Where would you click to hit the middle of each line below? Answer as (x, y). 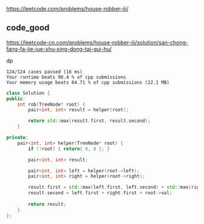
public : (16, 99)
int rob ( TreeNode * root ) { (51, 104)
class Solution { (28, 93)
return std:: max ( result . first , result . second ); (89, 121)
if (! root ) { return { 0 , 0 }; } (69, 149)
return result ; (47, 204)
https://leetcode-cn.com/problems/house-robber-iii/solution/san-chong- (97, 42)
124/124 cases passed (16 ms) (45, 72)
